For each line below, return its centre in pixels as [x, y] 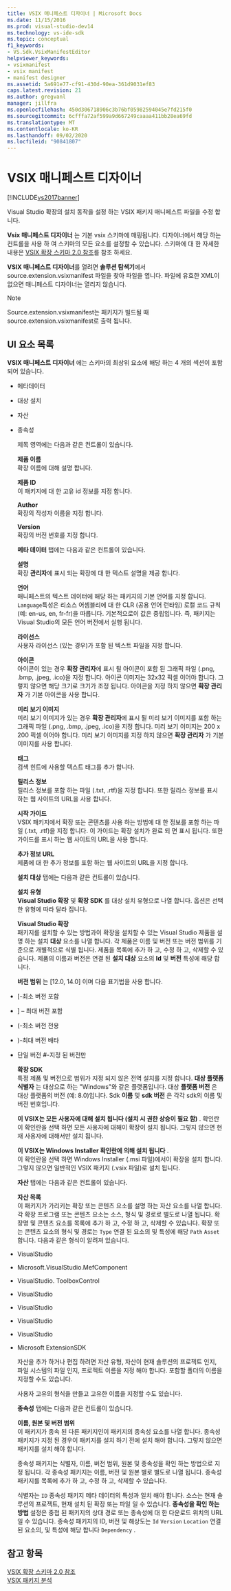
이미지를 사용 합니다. [45, 743]
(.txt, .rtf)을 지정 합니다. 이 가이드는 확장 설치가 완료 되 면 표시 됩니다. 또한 [124, 830]
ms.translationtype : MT [41, 122]
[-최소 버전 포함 [38, 996]
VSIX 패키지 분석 [30, 1580]
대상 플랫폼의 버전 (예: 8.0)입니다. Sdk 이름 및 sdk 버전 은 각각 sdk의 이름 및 [120, 1095]
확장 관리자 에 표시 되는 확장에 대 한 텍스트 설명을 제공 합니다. [99, 572]
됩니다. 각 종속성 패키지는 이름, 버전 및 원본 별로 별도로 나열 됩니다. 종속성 [123, 1472]
